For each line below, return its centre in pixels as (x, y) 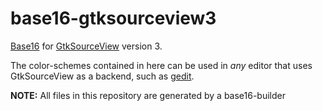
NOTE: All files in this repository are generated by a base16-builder (148, 95)
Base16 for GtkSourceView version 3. (86, 46)
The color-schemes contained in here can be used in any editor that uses (161, 65)
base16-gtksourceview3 (113, 18)
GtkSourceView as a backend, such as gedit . (102, 76)
